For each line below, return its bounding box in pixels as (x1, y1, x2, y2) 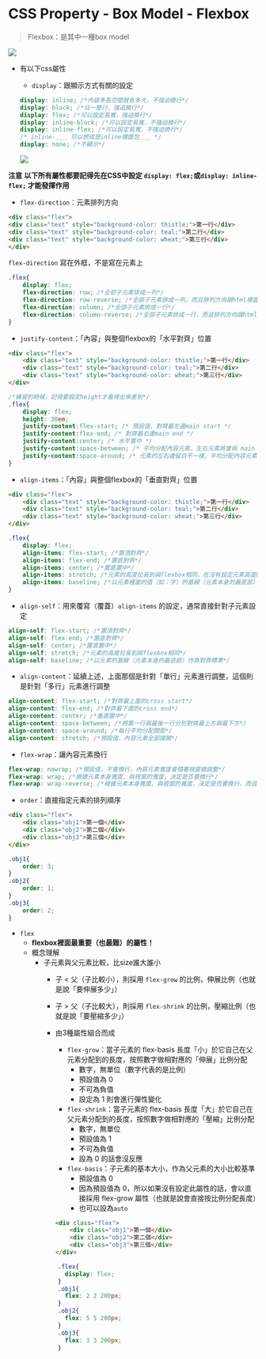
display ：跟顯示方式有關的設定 (31, 80, 133, 90)
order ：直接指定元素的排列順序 (19, 796, 121, 805)
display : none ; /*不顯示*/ (19, 140, 105, 149)
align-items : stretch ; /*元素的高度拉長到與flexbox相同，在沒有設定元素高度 (22, 571, 256, 579)
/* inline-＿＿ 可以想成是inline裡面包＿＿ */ (19, 133, 162, 141)
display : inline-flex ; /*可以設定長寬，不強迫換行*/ (19, 126, 184, 134)
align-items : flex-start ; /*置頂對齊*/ (22, 548, 149, 557)
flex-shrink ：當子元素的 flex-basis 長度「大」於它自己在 (66, 1104, 253, 1113)
